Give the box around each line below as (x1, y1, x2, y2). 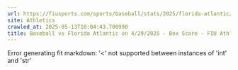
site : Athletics (7, 17, 55, 24)
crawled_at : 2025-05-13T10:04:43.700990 (7, 23, 129, 30)
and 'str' (7, 57, 32, 65)
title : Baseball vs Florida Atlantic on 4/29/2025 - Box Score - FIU (7, 29, 217, 37)
